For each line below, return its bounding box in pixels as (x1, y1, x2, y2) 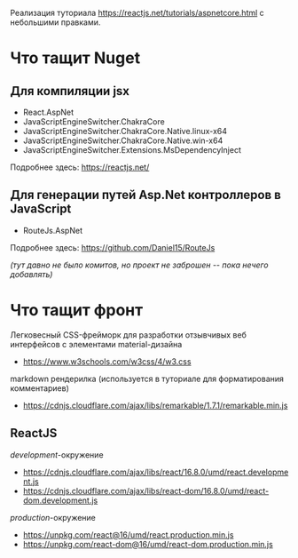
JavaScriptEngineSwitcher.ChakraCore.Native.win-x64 (22, 135, 223, 146)
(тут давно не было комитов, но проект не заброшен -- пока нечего (10, 259, 269, 270)
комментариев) (10, 382, 70, 394)
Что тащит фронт (10, 300, 144, 320)
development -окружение (10, 449, 105, 460)
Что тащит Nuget (10, 48, 141, 68)
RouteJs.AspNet (22, 225, 83, 235)
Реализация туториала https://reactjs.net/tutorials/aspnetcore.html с (10, 8, 264, 18)
